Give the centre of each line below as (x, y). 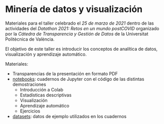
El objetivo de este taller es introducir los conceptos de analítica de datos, (81, 49)
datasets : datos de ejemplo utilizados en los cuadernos (69, 116)
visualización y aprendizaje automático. (46, 54)
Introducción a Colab (42, 89)
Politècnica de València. (30, 39)
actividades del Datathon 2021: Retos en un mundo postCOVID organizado (82, 28)
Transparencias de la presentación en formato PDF (65, 73)
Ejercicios (30, 111)
